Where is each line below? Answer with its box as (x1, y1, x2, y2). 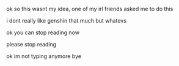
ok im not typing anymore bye (6, 53, 81, 60)
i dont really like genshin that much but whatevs (6, 17, 127, 24)
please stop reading (6, 41, 57, 48)
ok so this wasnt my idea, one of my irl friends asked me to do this (6, 5, 174, 12)
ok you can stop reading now (6, 29, 79, 36)
